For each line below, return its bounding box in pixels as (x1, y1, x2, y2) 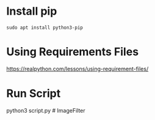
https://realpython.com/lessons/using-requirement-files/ (6, 65, 149, 72)
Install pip (6, 4, 57, 18)
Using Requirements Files (6, 45, 139, 59)
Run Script (6, 87, 61, 100)
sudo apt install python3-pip (6, 24, 84, 31)
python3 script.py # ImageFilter (6, 107, 85, 114)
